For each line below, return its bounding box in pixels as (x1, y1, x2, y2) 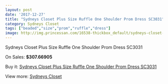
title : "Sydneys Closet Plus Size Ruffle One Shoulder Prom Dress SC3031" (5, 16, 164, 21)
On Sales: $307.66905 (5, 54, 52, 60)
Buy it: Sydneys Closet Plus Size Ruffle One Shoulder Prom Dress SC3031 (5, 63, 157, 69)
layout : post (5, 7, 32, 12)
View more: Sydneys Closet (5, 73, 62, 79)
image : (5, 30, 19, 35)
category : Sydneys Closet (5, 21, 59, 26)
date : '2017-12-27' (5, 12, 46, 17)
